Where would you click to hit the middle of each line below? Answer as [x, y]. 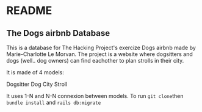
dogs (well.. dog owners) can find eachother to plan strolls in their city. [95, 61]
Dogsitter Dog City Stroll [37, 84]
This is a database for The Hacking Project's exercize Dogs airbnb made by [101, 47]
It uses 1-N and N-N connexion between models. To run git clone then [95, 96]
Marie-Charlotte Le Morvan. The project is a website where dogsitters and [100, 54]
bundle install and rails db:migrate [54, 102]
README [29, 11]
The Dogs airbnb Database [58, 33]
